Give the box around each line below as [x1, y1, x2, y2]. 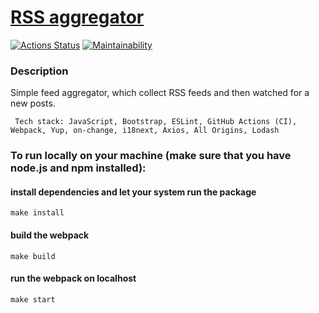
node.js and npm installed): [10, 161, 147, 175]
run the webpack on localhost [10, 272, 137, 285]
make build [10, 251, 56, 261]
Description [10, 64, 69, 78]
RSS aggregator [10, 6, 145, 29]
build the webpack [10, 229, 90, 241]
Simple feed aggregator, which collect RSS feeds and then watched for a [10, 87, 310, 99]
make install [10, 208, 65, 218]
